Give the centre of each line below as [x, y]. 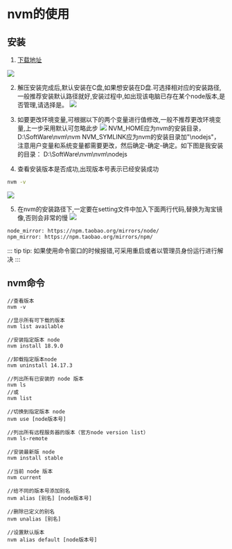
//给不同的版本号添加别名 [39, 491]
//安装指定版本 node [34, 340]
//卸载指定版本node [32, 359]
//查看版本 [21, 301]
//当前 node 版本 [30, 471]
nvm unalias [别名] [34, 519]
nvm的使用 [38, 14]
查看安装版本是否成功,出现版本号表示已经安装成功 [88, 169]
